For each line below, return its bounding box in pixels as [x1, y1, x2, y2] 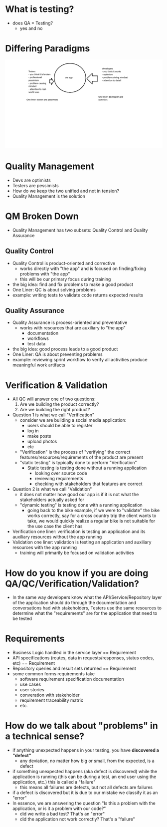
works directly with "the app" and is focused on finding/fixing [19, 266, 146, 272]
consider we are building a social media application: [19, 417, 127, 423]
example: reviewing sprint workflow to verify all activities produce [12, 357, 148, 363]
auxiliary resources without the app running [12, 534, 102, 540]
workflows [27, 335, 49, 341]
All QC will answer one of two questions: [12, 396, 96, 402]
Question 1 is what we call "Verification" [12, 412, 95, 418]
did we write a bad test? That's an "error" [19, 811, 105, 817]
